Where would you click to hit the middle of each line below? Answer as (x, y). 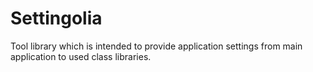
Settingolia (56, 18)
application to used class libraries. (81, 56)
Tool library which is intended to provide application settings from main (156, 46)
